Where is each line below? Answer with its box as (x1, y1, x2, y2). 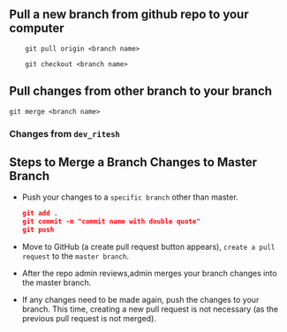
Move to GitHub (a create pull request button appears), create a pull (21, 241, 276, 252)
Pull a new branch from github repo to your (9, 7, 249, 22)
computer (9, 21, 64, 36)
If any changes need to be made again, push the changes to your (21, 294, 260, 305)
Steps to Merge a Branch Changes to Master (9, 155, 258, 170)
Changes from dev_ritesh (9, 127, 121, 140)
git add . (21, 209, 59, 218)
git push (21, 225, 55, 235)
